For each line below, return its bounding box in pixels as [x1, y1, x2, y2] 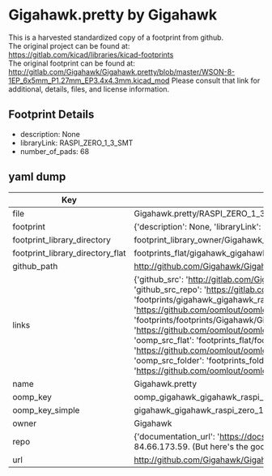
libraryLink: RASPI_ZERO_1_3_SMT [19, 138, 134, 148]
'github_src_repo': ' [133, 284, 207, 295]
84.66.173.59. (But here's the [133, 440, 249, 452]
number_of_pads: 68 [19, 146, 90, 156]
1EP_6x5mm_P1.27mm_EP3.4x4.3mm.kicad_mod [8, 75, 170, 85]
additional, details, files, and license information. [8, 84, 170, 94]
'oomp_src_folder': [133, 354, 205, 366]
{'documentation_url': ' [133, 431, 220, 442]
